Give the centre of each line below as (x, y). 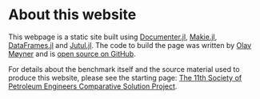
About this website (72, 15)
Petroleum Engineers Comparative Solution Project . (93, 86)
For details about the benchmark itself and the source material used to (124, 69)
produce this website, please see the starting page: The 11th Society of (125, 77)
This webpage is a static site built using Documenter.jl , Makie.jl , (113, 37)
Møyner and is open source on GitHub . (72, 53)
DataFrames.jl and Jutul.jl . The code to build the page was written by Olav (130, 45)
